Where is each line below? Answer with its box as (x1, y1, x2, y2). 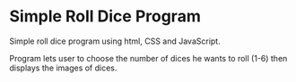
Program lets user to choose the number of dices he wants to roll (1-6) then (9, 53, 288, 63)
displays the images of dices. (9, 62, 118, 73)
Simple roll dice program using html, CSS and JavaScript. (9, 36, 222, 46)
